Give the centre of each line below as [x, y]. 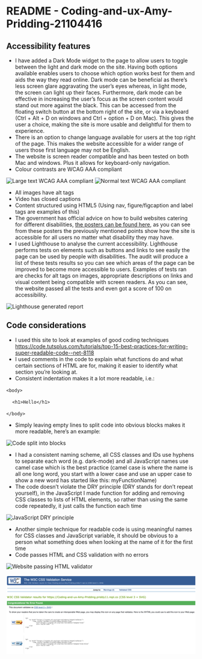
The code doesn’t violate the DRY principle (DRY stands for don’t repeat [104, 486]
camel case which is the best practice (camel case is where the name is [104, 467]
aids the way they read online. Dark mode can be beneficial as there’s [101, 80]
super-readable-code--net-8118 [54, 353]
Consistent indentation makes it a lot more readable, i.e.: [85, 378]
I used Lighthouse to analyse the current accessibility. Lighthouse [96, 244]
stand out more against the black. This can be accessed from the [95, 105]
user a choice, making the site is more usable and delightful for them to [103, 124]
